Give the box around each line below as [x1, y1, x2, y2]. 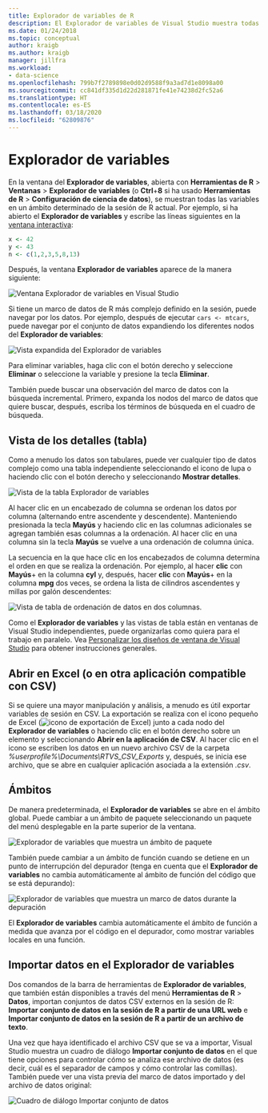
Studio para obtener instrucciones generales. [8, 643, 158, 654]
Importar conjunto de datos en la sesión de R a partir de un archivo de [8, 1014, 244, 1023]
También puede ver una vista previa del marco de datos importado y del [8, 1071, 246, 1081]
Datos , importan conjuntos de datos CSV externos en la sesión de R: [8, 996, 234, 1006]
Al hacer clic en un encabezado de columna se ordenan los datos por [8, 503, 238, 513]
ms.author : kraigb [8, 49, 70, 57]
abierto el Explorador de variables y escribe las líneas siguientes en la [8, 211, 241, 221]
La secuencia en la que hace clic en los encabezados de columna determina [8, 552, 260, 562]
